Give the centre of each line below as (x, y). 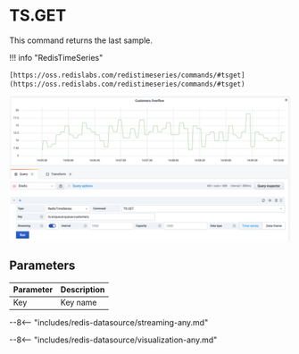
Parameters (42, 266)
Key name (79, 303)
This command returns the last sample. (81, 40)
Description (83, 290)
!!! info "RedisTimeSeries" (56, 57)
